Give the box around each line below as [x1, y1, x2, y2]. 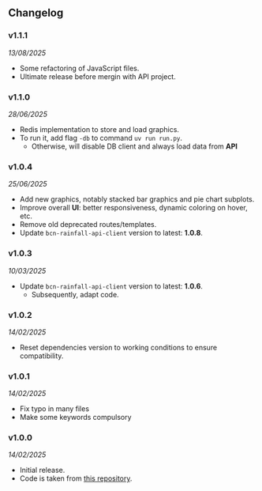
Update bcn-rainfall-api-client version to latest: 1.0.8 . [19, 229, 204, 238]
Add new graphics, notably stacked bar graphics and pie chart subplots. [19, 195, 255, 204]
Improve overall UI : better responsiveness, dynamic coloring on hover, [19, 203, 249, 213]
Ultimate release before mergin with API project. [19, 71, 176, 81]
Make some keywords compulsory [19, 413, 132, 422]
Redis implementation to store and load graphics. [19, 124, 180, 134]
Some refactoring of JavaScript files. [19, 63, 140, 73]
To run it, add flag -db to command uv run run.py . [19, 133, 183, 142]
